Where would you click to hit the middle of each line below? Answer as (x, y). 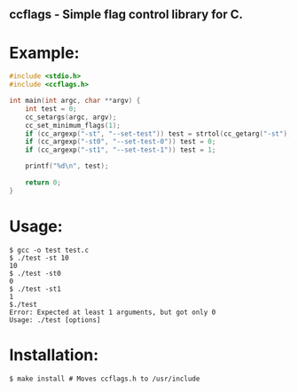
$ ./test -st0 (35, 273)
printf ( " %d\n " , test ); (67, 166)
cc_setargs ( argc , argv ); (71, 117)
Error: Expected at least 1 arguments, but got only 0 (113, 312)
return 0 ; (43, 182)
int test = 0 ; (51, 109)
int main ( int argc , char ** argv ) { (75, 101)
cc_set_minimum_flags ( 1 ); (73, 125)
